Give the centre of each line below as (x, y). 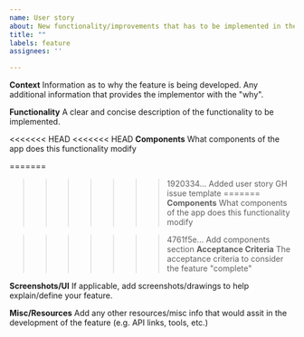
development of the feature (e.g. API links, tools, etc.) (109, 323)
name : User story (42, 18)
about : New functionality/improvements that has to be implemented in (145, 26)
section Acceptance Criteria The (229, 249)
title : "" (28, 34)
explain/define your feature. (61, 295)
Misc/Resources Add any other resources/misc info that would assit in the (148, 314)
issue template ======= (214, 193)
